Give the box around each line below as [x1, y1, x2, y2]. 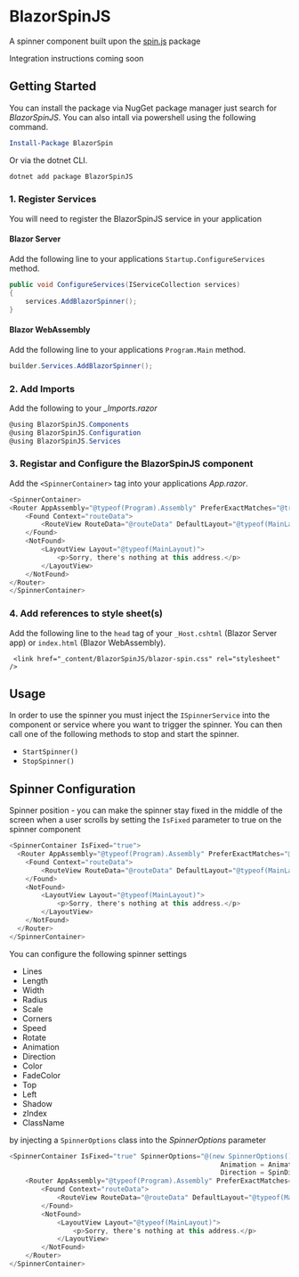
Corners [21, 1013, 53, 1024]
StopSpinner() [21, 757, 75, 766]
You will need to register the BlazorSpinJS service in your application [9, 213, 263, 224]
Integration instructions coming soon [9, 53, 144, 63]
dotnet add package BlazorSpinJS [9, 172, 133, 181]
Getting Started [9, 78, 97, 94]
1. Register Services [9, 193, 97, 206]
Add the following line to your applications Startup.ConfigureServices [9, 254, 265, 264]
